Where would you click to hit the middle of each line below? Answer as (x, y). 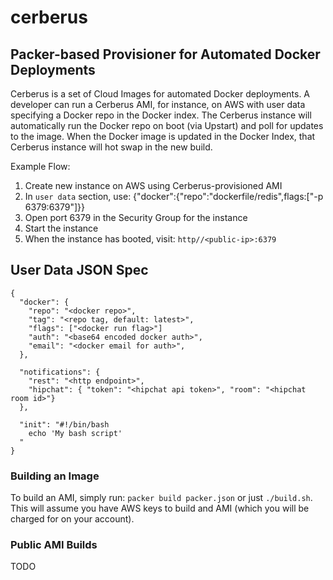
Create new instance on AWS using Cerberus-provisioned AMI (153, 185)
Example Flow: (40, 166)
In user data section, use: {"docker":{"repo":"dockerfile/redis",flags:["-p (174, 196)
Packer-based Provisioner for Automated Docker (165, 54)
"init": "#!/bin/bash (64, 424)
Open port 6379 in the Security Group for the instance (136, 217)
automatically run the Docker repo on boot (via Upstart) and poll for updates (167, 125)
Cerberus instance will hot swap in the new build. (111, 147)
